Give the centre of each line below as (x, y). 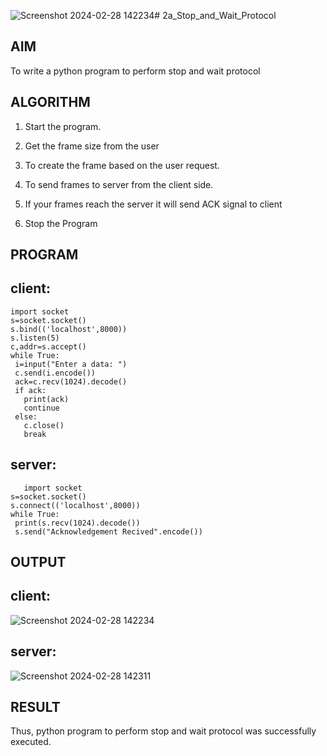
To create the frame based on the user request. (122, 165)
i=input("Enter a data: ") (71, 364)
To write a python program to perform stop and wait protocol (135, 71)
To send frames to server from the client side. (119, 184)
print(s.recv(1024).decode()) (77, 523)
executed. (31, 742)
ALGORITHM (50, 102)
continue (41, 408)
